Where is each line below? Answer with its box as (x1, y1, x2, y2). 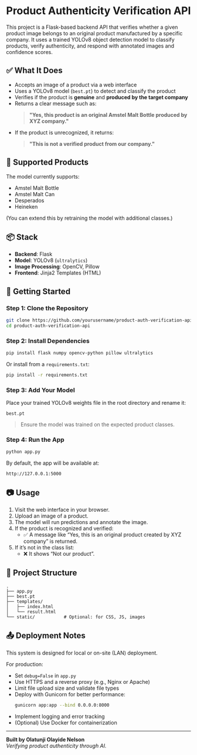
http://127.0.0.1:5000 (6, 471, 62, 477)
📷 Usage (6, 488, 40, 498)
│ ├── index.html (6, 603, 54, 609)
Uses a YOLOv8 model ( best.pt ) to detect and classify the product (14, 87, 176, 95)
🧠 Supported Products (6, 157, 89, 167)
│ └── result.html (6, 609, 57, 615)
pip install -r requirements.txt (6, 372, 88, 378)
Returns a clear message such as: (14, 100, 97, 107)
